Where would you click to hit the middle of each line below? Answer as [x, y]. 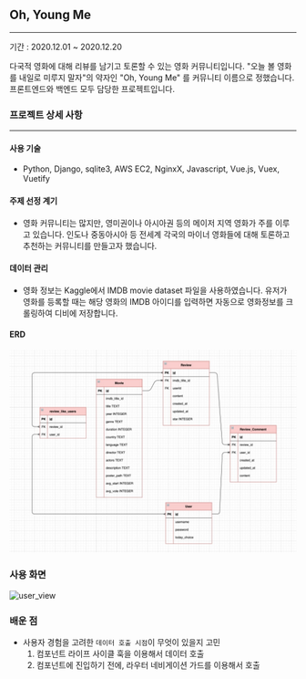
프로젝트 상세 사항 [46, 115]
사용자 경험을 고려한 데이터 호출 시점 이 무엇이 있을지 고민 [122, 642]
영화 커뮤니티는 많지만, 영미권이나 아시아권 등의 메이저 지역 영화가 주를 [148, 223]
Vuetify [36, 179]
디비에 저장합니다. [86, 313]
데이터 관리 [29, 268]
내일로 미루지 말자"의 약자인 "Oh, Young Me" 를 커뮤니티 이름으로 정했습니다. [157, 78]
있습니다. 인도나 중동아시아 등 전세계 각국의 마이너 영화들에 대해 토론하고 [161, 234]
